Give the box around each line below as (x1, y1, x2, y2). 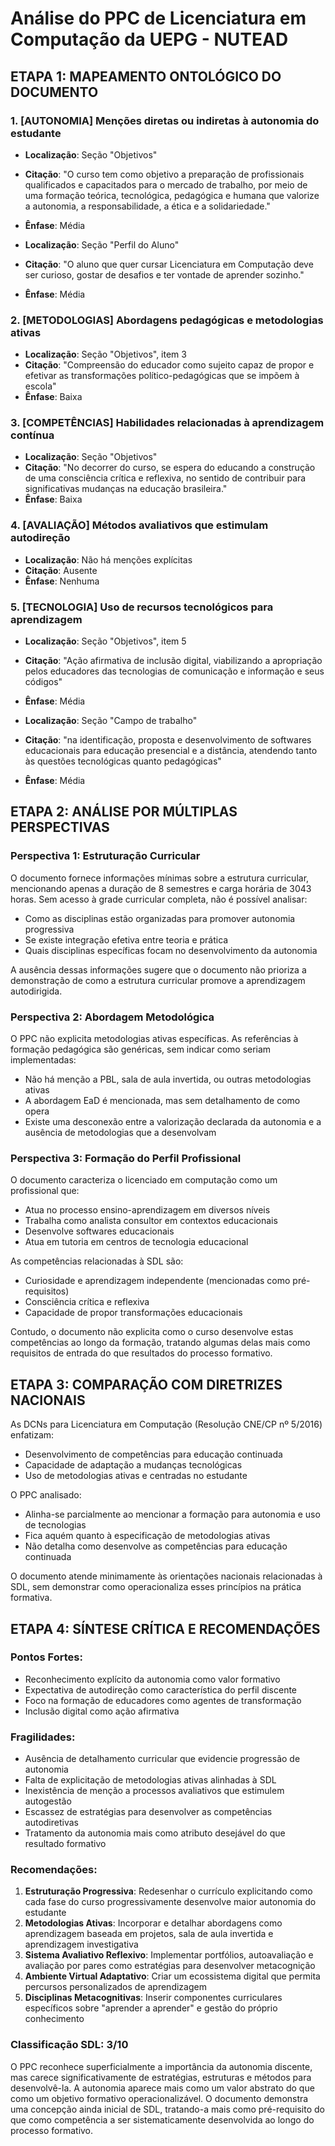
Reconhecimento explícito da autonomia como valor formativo (24, 1673, 281, 1685)
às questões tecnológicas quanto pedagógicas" (24, 755, 222, 767)
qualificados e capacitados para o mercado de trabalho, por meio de (24, 178, 308, 191)
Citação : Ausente (24, 564, 98, 576)
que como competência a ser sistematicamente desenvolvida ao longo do (10, 2113, 315, 2126)
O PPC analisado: (10, 1489, 82, 1501)
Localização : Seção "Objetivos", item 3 (24, 348, 187, 361)
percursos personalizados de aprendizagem (24, 1981, 207, 1993)
